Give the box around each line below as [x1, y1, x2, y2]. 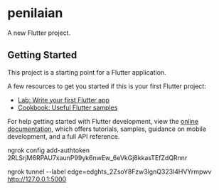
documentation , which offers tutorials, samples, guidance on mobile [7, 125, 206, 133]
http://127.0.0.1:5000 [7, 174, 67, 183]
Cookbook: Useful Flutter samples [17, 103, 118, 112]
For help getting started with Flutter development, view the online [7, 117, 199, 125]
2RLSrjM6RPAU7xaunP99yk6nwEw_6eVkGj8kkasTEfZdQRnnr [7, 153, 188, 162]
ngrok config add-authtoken [7, 146, 90, 154]
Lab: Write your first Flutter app [17, 95, 110, 104]
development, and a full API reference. [7, 132, 120, 140]
